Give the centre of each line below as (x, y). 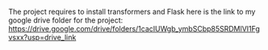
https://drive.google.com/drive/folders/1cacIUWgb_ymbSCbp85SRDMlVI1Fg (134, 29)
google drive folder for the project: (66, 20)
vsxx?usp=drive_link (42, 37)
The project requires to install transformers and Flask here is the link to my (132, 12)
